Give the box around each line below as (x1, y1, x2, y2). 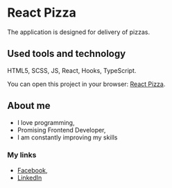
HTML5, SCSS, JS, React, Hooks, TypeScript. (7, 66, 137, 74)
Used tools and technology (7, 48, 126, 60)
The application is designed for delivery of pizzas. (7, 28, 150, 36)
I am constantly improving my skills (17, 133, 118, 142)
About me (7, 100, 51, 112)
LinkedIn (17, 173, 42, 182)
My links (7, 151, 37, 160)
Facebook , (17, 166, 48, 174)
